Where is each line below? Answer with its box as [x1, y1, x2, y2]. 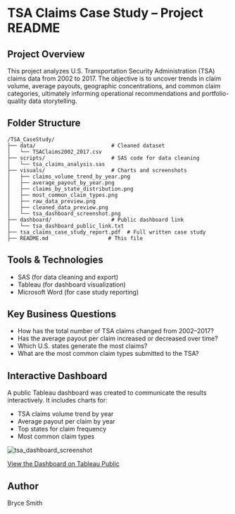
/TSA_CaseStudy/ [7, 136, 55, 143]
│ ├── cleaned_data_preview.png [7, 203, 109, 211]
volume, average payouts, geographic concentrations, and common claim [7, 82, 221, 90]
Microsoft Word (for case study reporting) [17, 287, 139, 296]
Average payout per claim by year [17, 417, 116, 426]
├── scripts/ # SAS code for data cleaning [7, 154, 200, 162]
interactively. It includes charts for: [7, 396, 108, 405]
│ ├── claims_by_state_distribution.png [7, 185, 134, 192]
